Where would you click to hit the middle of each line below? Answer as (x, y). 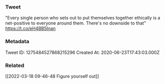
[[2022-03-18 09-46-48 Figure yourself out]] (52, 76)
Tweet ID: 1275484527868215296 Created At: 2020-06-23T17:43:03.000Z (82, 52)
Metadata (17, 41)
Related (15, 65)
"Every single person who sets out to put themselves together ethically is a (83, 18)
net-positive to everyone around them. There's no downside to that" (76, 23)
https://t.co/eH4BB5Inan (30, 28)
